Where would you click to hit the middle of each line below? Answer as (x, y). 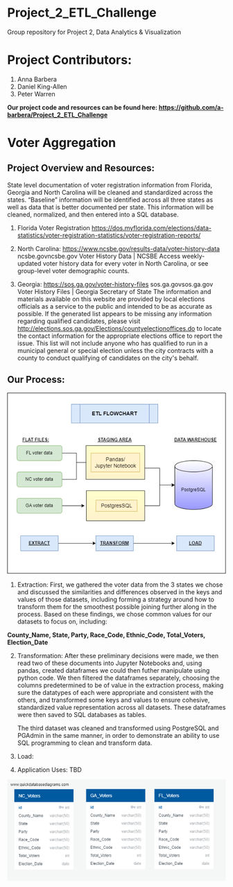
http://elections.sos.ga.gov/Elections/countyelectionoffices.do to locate (119, 328)
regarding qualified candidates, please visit (79, 321)
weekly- (193, 256)
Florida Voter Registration (53, 227)
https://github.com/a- (191, 107)
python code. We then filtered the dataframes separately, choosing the (118, 678)
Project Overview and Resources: (81, 168)
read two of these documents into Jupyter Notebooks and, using (110, 663)
